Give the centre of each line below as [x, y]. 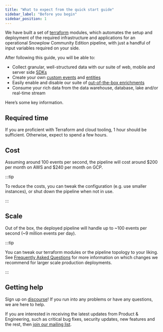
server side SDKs [29, 72]
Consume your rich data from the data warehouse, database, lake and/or [85, 88]
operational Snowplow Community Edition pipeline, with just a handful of [78, 43]
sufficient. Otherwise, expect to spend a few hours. [56, 135]
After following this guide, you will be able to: [50, 58]
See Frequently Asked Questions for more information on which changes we [81, 257]
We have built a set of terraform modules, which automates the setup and [79, 33]
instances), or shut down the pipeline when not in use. [59, 191]
